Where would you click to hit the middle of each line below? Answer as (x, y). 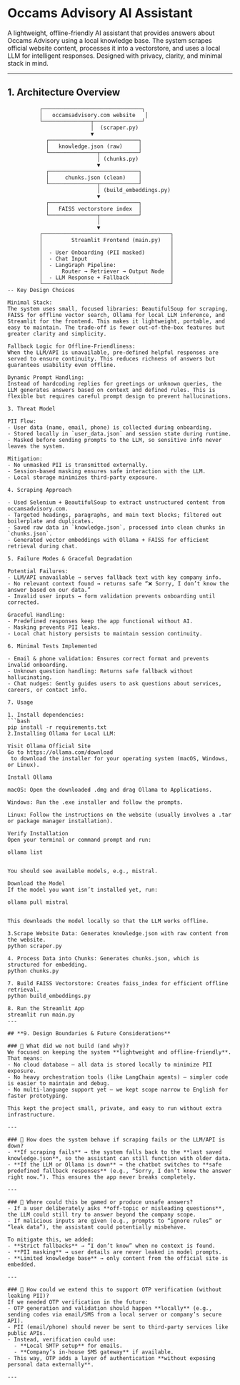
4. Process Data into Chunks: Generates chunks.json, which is (104, 958)
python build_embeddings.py (49, 996)
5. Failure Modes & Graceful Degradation (70, 558)
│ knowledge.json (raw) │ (94, 146)
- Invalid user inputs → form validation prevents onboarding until (111, 596)
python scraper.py (35, 946)
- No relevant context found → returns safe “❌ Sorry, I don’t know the (118, 583)
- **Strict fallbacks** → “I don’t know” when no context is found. (111, 1246)
